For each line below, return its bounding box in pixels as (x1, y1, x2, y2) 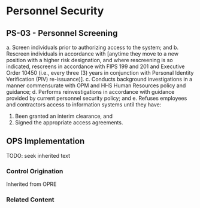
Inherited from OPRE (6, 181, 57, 188)
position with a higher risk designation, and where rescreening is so (6, 57, 173, 63)
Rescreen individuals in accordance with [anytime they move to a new (6, 50, 178, 57)
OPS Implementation (6, 136, 85, 146)
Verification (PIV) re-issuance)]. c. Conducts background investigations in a (6, 76, 193, 82)
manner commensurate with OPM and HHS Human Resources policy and (6, 82, 186, 89)
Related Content (6, 195, 55, 204)
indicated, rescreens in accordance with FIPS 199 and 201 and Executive (6, 63, 185, 70)
